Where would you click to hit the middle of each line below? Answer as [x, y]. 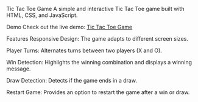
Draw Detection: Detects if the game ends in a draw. [72, 80]
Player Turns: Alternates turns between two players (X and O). [84, 50]
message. [19, 69]
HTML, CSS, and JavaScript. [42, 15]
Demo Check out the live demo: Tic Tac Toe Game [69, 27]
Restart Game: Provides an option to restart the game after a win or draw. [98, 92]
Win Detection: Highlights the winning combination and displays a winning [99, 62]
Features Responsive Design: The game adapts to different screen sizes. [97, 39]
